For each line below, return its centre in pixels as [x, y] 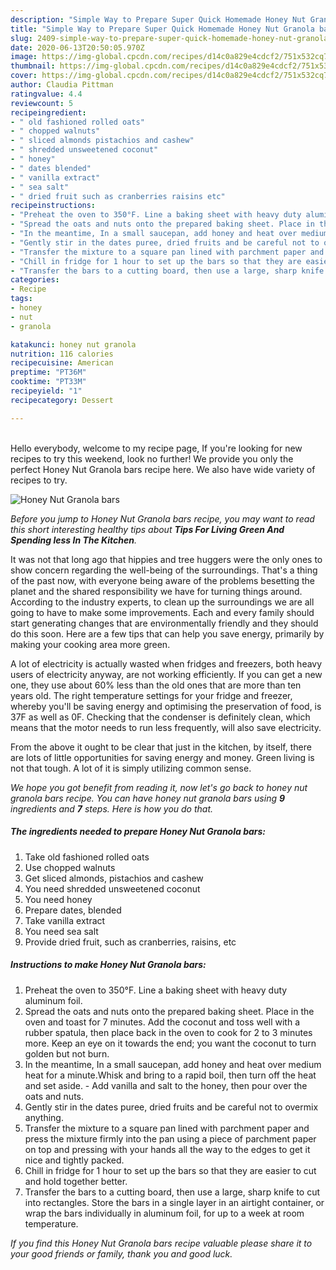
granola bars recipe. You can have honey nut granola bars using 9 [148, 798]
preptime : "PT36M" [48, 372]
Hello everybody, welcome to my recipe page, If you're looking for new [156, 448]
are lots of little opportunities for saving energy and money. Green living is [162, 757]
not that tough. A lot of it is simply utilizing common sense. [131, 768]
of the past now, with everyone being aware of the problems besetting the [162, 580]
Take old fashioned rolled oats [87, 857]
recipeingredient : [48, 112]
